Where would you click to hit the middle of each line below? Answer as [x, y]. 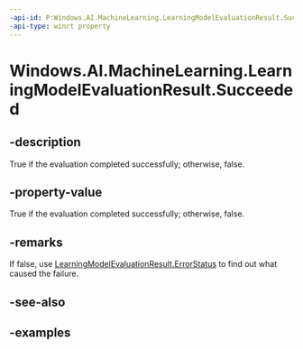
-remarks [36, 242]
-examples [40, 332]
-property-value [56, 192]
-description [45, 142]
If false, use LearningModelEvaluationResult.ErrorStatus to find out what [143, 264]
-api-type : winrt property [60, 26]
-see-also [37, 302]
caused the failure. [44, 274]
